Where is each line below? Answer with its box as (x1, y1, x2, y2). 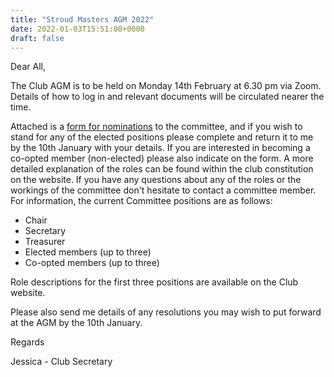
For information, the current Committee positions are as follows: (10, 195, 273, 207)
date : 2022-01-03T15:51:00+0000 (10, 24, 145, 34)
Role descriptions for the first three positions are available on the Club (10, 276, 299, 288)
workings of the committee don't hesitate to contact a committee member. (10, 184, 317, 196)
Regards (10, 336, 45, 348)
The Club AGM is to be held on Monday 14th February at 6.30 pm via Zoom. (10, 80, 322, 92)
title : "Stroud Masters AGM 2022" (10, 14, 155, 25)
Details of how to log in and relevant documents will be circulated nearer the (10, 91, 325, 103)
